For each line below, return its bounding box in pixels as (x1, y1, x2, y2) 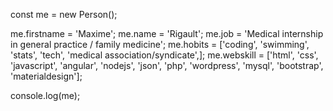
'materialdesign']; (10, 70, 83, 82)
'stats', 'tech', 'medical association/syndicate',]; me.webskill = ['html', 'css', (10, 49, 319, 61)
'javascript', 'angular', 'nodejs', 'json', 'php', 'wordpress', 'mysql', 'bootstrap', (10, 60, 324, 71)
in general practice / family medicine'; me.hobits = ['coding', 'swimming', (10, 39, 310, 50)
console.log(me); (10, 90, 81, 101)
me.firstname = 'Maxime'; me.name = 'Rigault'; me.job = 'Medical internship (10, 28, 324, 39)
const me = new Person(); (10, 9, 118, 20)
